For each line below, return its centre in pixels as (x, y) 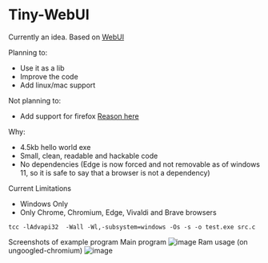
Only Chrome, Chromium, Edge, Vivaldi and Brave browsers (118, 212)
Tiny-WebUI (49, 15)
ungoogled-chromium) (46, 250)
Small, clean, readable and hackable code (89, 156)
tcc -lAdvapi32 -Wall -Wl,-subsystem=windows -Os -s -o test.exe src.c (132, 227)
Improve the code (49, 76)
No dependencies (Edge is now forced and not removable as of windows (140, 164)
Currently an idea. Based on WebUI (66, 37)
